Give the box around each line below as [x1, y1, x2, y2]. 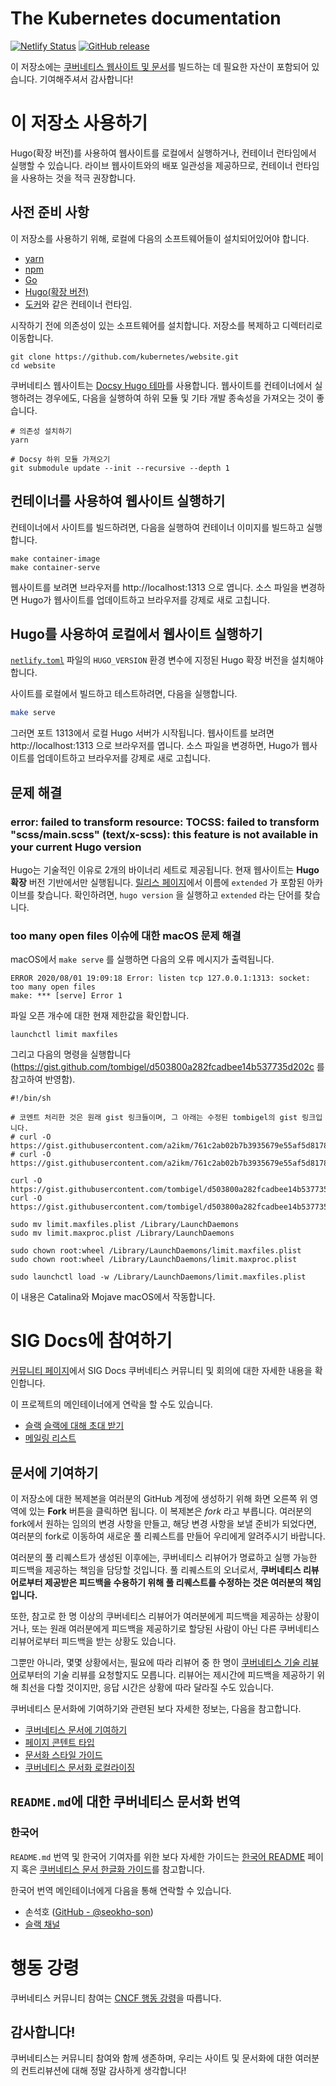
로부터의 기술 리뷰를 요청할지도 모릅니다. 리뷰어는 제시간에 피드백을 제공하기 [18, 1668, 315, 1681]
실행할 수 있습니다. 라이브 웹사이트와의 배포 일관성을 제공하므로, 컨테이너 [10, 159, 293, 171]
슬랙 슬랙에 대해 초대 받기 [24, 1420, 125, 1432]
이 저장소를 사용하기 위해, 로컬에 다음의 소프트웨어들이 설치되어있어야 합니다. [10, 232, 310, 244]
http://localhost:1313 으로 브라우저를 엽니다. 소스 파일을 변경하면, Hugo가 [10, 740, 300, 752]
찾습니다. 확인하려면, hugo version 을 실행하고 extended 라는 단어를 [36, 888, 303, 901]
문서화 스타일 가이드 [24, 1748, 103, 1761]
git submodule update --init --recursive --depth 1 [10, 463, 230, 473]
